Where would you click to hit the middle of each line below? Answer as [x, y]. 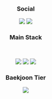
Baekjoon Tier [26, 77]
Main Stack [26, 37]
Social [26, 9]
